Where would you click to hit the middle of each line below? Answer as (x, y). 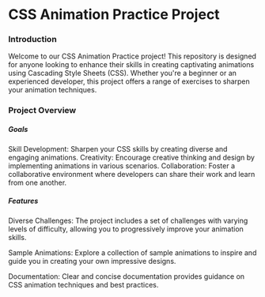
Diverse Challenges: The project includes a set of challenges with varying (128, 221)
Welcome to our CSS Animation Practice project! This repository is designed (132, 56)
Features (23, 201)
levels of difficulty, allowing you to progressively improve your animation (126, 229)
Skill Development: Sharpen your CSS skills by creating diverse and (118, 149)
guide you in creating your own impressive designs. (92, 261)
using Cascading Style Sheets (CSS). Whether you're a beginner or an (123, 73)
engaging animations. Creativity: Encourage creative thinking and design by (132, 158)
